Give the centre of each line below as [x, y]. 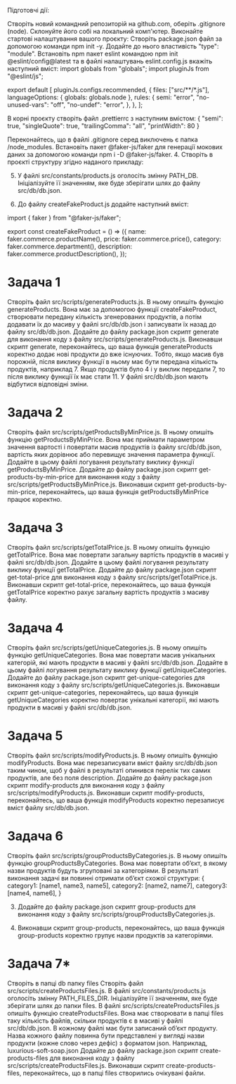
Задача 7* [39, 963]
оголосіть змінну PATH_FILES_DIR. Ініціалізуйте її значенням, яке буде [112, 998]
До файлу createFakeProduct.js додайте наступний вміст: [103, 204]
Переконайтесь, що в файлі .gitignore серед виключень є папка [103, 139]
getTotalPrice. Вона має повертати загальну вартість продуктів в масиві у [118, 555]
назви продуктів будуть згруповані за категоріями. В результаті [103, 870]
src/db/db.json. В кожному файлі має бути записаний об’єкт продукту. [112, 1028]
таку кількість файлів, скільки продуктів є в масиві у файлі [95, 1021]
